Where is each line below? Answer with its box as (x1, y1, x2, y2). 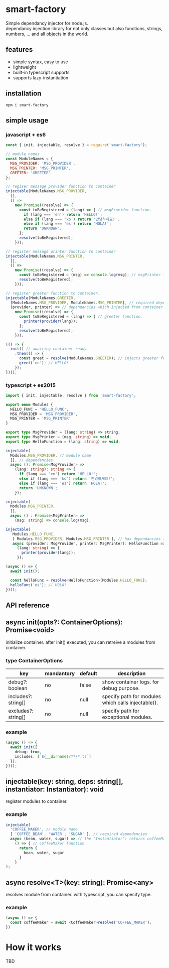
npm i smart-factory (6, 102, 49, 107)
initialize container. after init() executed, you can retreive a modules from (6, 639, 156, 645)
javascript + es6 (6, 131, 46, 138)
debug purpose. (102, 684, 140, 692)
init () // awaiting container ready (10, 346, 87, 352)
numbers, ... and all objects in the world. (6, 31, 89, 37)
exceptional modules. (102, 714, 152, 721)
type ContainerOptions (6, 657, 63, 664)
